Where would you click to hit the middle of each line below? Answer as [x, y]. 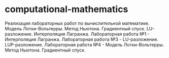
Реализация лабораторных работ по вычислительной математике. [77, 23]
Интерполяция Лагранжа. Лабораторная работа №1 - [92, 34]
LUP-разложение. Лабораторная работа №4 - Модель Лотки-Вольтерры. [84, 44]
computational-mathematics [66, 9]
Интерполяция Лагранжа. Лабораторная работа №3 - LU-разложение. [82, 39]
